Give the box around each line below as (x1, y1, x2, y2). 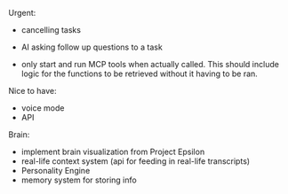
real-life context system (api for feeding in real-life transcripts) (20, 156, 251, 167)
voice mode (20, 103, 65, 113)
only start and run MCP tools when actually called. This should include (20, 59, 279, 69)
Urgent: (8, 8, 36, 18)
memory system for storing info (20, 175, 137, 185)
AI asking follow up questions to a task (20, 42, 164, 52)
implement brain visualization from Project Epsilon (20, 146, 205, 157)
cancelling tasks (20, 25, 82, 35)
